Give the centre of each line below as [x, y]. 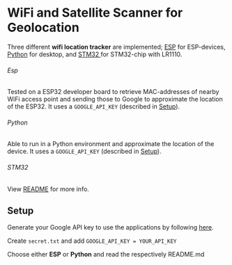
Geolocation [44, 27]
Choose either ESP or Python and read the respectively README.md [106, 255]
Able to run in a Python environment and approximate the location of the [111, 144]
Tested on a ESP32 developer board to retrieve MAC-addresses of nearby [113, 92]
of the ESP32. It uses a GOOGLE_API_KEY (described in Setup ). [93, 106]
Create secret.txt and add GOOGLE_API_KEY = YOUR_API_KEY [92, 241]
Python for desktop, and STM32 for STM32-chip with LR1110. [95, 54]
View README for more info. [48, 188]
